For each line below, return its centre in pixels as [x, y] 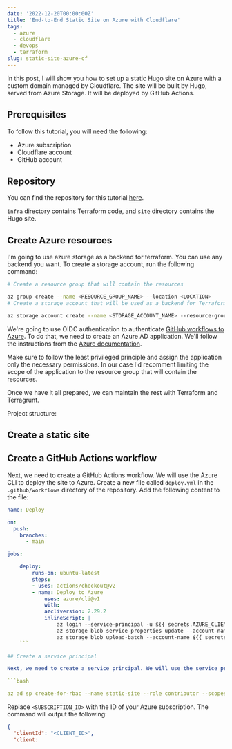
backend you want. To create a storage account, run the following [101, 264]
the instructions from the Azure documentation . [75, 344]
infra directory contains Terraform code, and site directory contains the [111, 211]
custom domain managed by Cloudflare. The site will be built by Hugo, [107, 85]
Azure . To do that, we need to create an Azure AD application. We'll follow [112, 336]
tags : [15, 26]
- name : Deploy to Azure [68, 592]
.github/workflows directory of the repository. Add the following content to [114, 490]
